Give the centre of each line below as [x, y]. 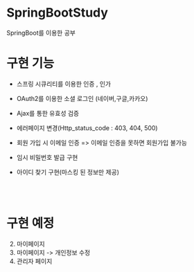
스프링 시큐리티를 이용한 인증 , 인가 [64, 84]
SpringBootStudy [58, 13]
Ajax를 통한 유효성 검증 [48, 113]
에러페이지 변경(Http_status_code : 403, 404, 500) [87, 128]
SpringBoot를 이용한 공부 [41, 33]
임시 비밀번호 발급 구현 [47, 157]
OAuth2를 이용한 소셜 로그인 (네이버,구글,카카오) [82, 98]
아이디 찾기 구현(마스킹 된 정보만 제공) [68, 172]
